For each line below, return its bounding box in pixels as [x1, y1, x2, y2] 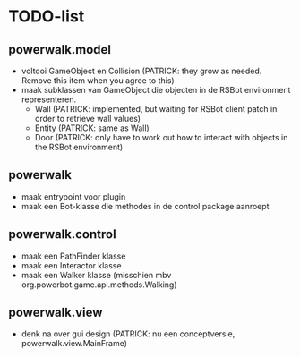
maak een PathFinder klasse [21, 251, 126, 261]
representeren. [21, 94, 77, 105]
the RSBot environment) [34, 141, 124, 152]
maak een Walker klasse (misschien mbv [21, 269, 172, 280]
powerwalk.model [8, 42, 111, 57]
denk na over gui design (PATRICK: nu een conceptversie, [21, 328, 236, 339]
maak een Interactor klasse [21, 259, 122, 270]
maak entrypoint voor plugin [21, 191, 126, 202]
